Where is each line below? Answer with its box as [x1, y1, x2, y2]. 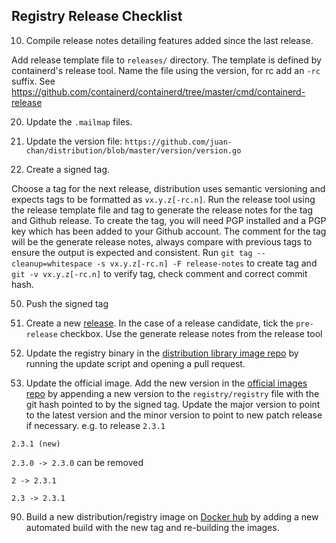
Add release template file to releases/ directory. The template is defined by [11, 54, 322, 66]
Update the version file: [25, 135, 123, 147]
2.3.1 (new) [11, 439, 61, 449]
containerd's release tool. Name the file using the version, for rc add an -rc [11, 64, 321, 76]
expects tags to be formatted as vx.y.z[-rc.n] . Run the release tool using [11, 193, 316, 205]
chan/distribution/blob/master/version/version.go [25, 145, 242, 156]
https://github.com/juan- [124, 137, 233, 147]
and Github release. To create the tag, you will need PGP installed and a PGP [11, 214, 327, 226]
